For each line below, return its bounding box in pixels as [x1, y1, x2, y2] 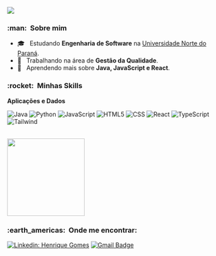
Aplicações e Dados [7, 96, 65, 105]
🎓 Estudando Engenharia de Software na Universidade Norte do [17, 39, 206, 47]
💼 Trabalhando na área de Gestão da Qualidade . [17, 56, 158, 65]
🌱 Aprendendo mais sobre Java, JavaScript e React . [17, 64, 171, 72]
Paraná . [17, 49, 39, 58]
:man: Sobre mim [7, 23, 67, 32]
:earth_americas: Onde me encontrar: [7, 225, 138, 235]
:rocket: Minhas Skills [7, 81, 83, 91]
